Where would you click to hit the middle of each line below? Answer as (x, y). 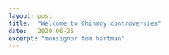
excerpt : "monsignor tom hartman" (67, 38)
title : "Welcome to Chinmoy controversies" (85, 23)
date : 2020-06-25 (41, 31)
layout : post (30, 16)
